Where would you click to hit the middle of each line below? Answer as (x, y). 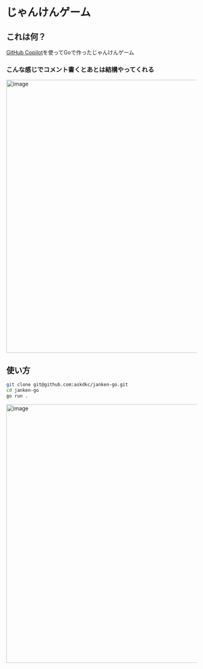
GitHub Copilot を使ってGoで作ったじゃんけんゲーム (70, 52)
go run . (17, 396)
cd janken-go (23, 390)
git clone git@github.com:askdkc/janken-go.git (67, 385)
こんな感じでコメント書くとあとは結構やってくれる (80, 69)
